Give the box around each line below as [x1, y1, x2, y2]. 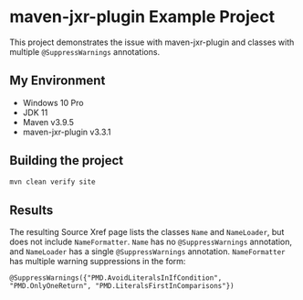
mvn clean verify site [9, 177, 96, 187]
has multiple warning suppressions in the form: [9, 256, 186, 267]
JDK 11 [22, 107, 48, 118]
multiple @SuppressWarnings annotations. [9, 46, 161, 57]
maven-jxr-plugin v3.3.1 [22, 126, 111, 137]
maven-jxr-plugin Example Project [9, 6, 276, 27]
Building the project [9, 153, 124, 168]
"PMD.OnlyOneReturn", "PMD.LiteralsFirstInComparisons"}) [9, 282, 235, 291]
